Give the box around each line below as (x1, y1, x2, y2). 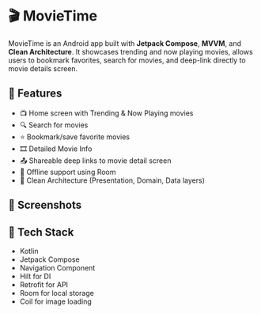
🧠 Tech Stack (8, 225, 74, 239)
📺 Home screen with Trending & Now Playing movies (19, 108, 194, 118)
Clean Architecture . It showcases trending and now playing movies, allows (8, 47, 253, 56)
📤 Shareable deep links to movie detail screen (19, 156, 172, 165)
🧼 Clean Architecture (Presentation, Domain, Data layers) (19, 176, 206, 185)
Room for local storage (19, 288, 95, 297)
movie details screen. (8, 63, 78, 73)
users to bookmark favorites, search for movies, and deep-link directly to (8, 55, 247, 65)
